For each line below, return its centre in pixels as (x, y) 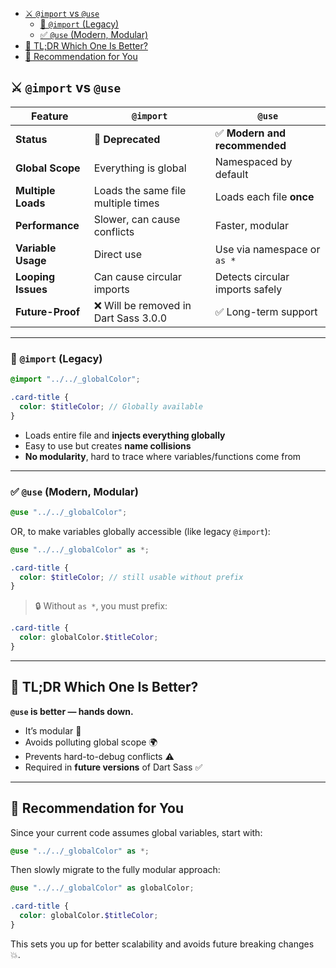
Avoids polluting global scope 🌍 (91, 742)
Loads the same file (140, 190)
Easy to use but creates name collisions (108, 445)
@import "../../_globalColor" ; (75, 379)
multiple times (126, 203)
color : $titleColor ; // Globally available (111, 406)
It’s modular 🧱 (53, 730)
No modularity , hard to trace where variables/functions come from (163, 456)
